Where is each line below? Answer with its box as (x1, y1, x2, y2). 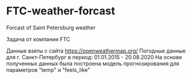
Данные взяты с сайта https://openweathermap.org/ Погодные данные (6, 47, 186, 54)
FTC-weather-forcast (6, 4, 115, 18)
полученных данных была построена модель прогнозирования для (6, 60, 179, 67)
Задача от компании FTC (6, 35, 71, 42)
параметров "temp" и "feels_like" (6, 66, 91, 73)
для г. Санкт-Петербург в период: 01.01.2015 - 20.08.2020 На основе (6, 53, 182, 60)
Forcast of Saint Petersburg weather (6, 24, 96, 31)
